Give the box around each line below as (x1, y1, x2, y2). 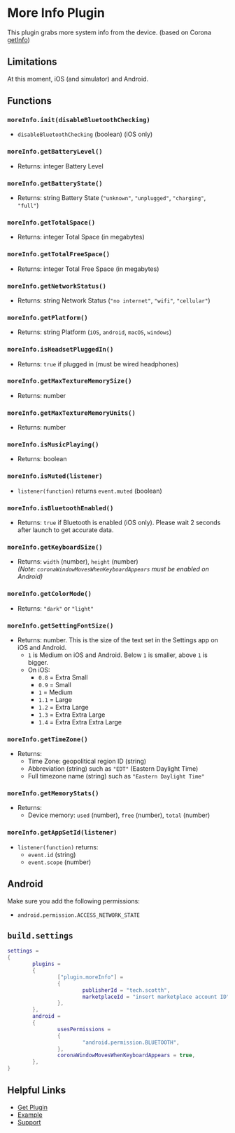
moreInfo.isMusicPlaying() (7, 441, 99, 449)
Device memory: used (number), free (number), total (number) (27, 811, 211, 819)
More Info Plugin (7, 5, 105, 21)
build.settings (7, 930, 73, 941)
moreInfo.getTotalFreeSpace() (7, 251, 111, 258)
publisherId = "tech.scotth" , (82, 986, 171, 994)
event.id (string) (27, 850, 76, 859)
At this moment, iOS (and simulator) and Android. (7, 74, 149, 83)
